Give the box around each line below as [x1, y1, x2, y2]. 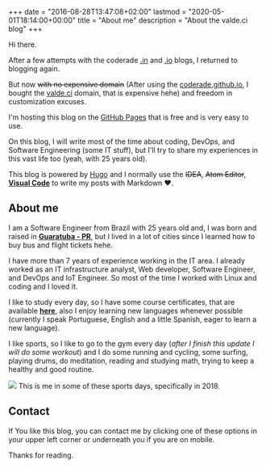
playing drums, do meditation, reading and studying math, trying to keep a [8, 356, 255, 365]
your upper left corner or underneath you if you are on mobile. [8, 434, 215, 444]
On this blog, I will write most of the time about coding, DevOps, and [8, 137, 235, 146]
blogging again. [8, 64, 60, 74]
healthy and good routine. [8, 364, 94, 374]
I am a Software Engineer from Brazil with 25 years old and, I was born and [8, 222, 257, 233]
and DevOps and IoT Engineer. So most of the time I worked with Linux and [8, 272, 257, 282]
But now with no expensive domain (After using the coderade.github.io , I [8, 80, 249, 89]
